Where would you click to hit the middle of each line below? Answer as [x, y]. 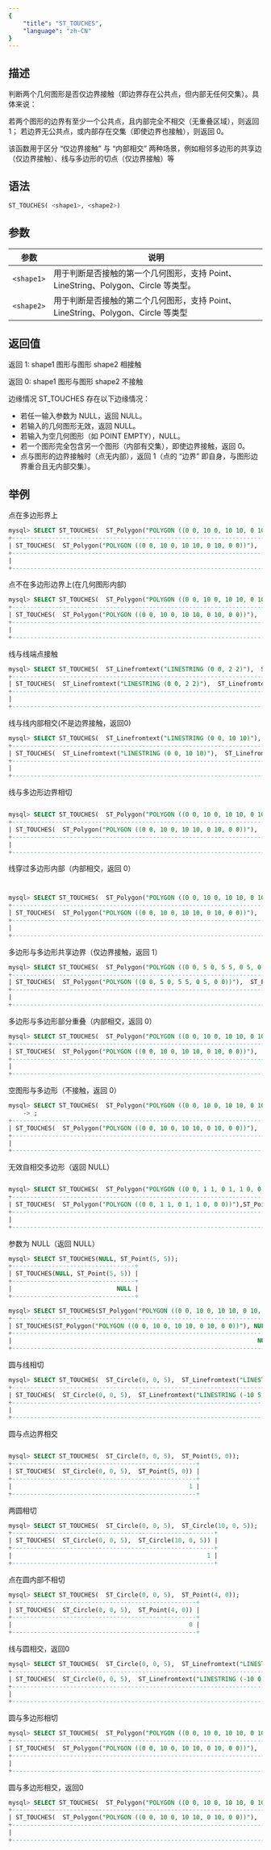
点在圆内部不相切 [37, 1580]
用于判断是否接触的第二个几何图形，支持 [130, 300]
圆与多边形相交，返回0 [46, 1787]
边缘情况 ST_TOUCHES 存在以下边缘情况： [79, 399]
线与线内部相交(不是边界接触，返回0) [70, 722]
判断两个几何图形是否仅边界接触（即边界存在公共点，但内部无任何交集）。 [130, 94]
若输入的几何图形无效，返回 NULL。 [80, 426]
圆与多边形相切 [33, 1718]
